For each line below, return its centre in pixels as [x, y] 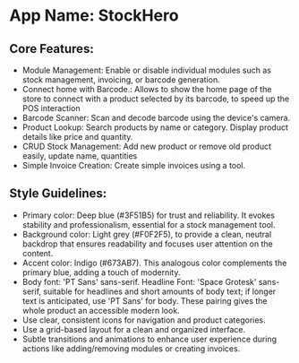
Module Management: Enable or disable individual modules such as [146, 70]
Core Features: [51, 49]
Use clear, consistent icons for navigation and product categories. [144, 320]
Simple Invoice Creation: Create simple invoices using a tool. [134, 165]
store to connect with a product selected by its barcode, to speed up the [155, 99]
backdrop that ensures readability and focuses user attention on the [147, 244]
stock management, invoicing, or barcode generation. [121, 80]
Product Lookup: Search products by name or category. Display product [155, 127]
